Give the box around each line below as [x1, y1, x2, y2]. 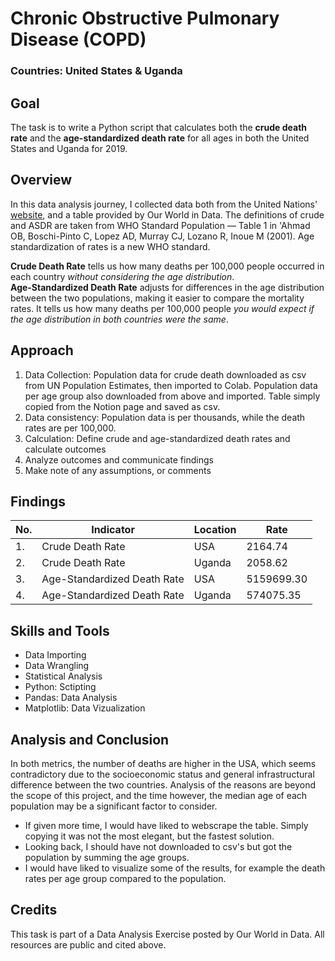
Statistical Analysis [24, 670, 103, 682]
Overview [10, 172, 73, 189]
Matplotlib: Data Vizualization [24, 702, 146, 714]
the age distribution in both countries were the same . [10, 313, 229, 325]
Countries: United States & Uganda [10, 64, 183, 78]
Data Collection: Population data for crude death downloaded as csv [24, 368, 307, 381]
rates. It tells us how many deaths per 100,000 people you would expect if [10, 302, 315, 314]
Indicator [91, 523, 135, 537]
